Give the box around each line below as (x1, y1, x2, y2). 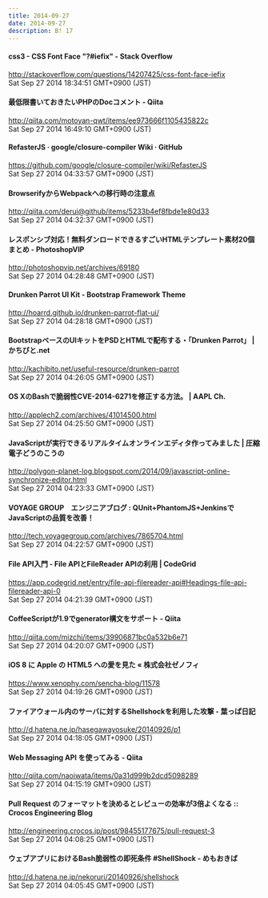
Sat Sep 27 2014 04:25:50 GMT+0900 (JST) (8, 419, 154, 428)
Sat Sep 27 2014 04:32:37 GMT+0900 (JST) (8, 215, 154, 225)
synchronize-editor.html (8, 475, 87, 485)
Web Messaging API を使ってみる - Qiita (8, 752, 143, 762)
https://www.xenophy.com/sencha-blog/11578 (8, 679, 161, 689)
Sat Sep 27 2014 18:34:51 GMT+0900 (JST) (8, 78, 152, 87)
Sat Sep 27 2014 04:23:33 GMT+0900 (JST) (8, 483, 154, 494)
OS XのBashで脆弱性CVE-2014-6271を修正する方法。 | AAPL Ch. (8, 392, 226, 401)
